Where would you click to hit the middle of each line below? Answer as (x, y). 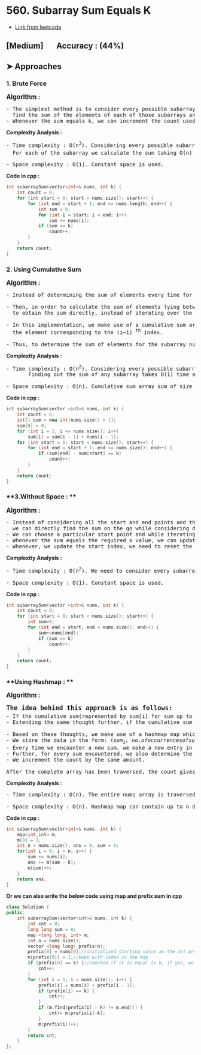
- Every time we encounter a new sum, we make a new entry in (99, 748)
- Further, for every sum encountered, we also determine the (99, 754)
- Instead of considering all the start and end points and (96, 522)
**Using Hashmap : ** (40, 681)
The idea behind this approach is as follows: (89, 708)
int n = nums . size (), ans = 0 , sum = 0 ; (68, 846)
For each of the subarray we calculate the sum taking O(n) (102, 153)
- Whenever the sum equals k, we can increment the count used (101, 121)
